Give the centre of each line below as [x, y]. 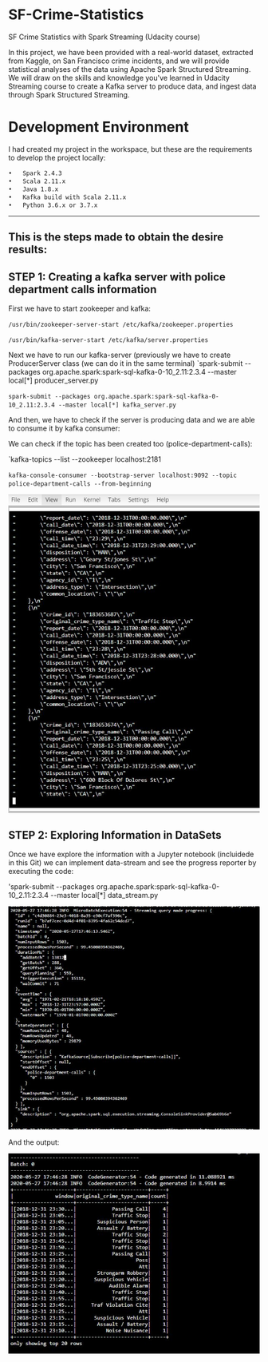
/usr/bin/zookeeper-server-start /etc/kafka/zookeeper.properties [121, 325]
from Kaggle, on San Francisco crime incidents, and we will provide [119, 61]
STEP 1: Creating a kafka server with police [117, 277]
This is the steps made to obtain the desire [116, 237]
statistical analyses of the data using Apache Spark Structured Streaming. [130, 69]
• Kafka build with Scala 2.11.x [67, 197]
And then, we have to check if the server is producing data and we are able [132, 420]
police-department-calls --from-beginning [80, 484]
